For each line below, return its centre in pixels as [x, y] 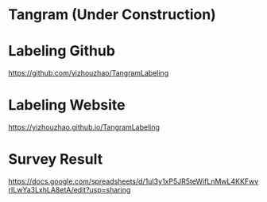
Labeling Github [62, 51]
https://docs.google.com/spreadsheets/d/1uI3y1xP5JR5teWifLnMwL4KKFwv [133, 181]
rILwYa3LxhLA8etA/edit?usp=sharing [70, 190]
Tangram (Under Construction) [112, 15]
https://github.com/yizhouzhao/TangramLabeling [89, 73]
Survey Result [56, 159]
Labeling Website [67, 105]
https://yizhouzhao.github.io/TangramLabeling [84, 127]
